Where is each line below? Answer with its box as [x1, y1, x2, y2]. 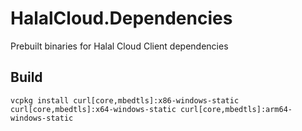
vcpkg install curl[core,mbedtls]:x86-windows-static [10, 95, 240, 106]
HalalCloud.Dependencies [10, 7, 233, 30]
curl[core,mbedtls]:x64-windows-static [10, 104, 177, 114]
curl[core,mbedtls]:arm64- [180, 104, 293, 114]
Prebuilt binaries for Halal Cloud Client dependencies [10, 40, 229, 52]
